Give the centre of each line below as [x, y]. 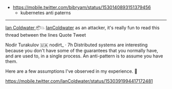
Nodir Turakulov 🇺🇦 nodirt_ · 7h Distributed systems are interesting [77, 45]
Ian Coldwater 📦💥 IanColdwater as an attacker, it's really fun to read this [82, 28]
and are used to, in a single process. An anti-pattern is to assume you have [84, 56]
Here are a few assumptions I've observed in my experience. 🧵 [71, 71]
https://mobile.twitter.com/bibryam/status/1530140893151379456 [82, 7]
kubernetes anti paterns [46, 13]
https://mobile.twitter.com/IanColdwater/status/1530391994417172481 [79, 81]
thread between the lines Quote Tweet [46, 35]
